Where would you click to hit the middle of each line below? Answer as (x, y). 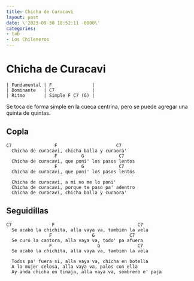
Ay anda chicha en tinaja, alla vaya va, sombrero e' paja (87, 272)
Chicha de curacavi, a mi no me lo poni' (64, 182)
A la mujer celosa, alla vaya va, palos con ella (75, 267)
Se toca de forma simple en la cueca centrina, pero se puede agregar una (97, 106)
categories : (21, 28)
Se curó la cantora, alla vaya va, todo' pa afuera (78, 240)
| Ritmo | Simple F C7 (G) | (51, 95)
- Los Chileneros (28, 39)
